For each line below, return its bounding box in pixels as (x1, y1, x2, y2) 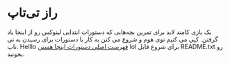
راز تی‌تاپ (7, 5, 58, 21)
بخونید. (7, 50, 25, 58)
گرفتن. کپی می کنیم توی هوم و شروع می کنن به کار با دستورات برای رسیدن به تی (7, 35, 218, 43)
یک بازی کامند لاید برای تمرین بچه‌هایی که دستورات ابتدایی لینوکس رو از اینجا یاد (7, 28, 212, 36)
